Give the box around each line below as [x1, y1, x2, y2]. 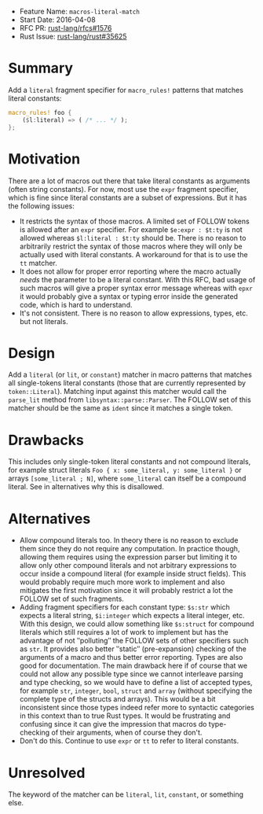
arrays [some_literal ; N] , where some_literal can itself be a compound [8, 473, 247, 483]
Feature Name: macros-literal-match [19, 7, 140, 16]
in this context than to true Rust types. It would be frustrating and [19, 711, 231, 720]
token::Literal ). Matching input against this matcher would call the [8, 387, 227, 396]
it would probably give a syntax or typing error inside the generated [19, 291, 238, 301]
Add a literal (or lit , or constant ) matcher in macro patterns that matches [8, 370, 253, 380]
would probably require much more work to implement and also [19, 577, 225, 587]
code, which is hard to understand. [19, 300, 133, 309]
